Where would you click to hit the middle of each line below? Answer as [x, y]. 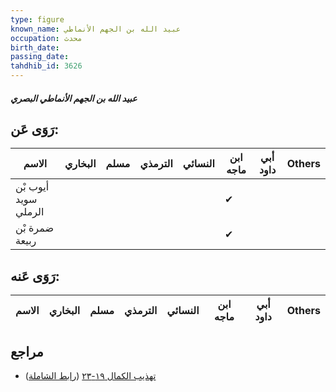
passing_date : [40, 57]
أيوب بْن [32, 187]
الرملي [30, 212]
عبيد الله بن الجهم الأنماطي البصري [74, 98]
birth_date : [35, 47]
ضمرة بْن [34, 228]
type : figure [37, 19]
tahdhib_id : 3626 [46, 66]
